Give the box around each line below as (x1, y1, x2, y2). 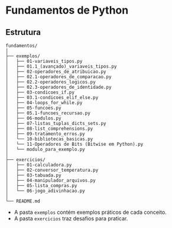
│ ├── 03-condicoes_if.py (5, 89, 75, 95)
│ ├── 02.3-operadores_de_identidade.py (5, 84, 112, 90)
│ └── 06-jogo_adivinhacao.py (5, 188, 85, 194)
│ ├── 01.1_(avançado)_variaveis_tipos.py (5, 63, 117, 69)
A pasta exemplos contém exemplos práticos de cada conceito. (14, 208, 167, 216)
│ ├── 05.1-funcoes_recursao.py (5, 110, 91, 116)
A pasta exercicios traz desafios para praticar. (14, 215, 128, 222)
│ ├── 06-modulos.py (5, 115, 61, 121)
